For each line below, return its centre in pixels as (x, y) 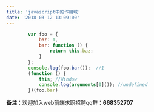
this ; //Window (58, 79)
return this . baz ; (72, 51)
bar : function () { (63, 45)
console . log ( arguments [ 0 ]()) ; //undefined (93, 85)
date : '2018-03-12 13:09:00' (43, 18)
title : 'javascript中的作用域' (43, 12)
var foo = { (43, 34)
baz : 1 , (49, 40)
